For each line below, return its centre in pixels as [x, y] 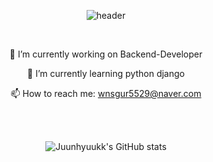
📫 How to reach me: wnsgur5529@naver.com [106, 93]
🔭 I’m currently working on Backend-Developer [106, 54]
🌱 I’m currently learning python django [106, 73]
